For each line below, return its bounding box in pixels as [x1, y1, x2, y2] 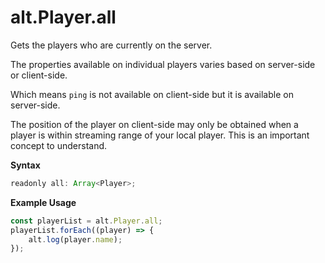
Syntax [10, 159, 41, 171]
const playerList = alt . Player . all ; [10, 216, 163, 226]
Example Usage [10, 196, 77, 208]
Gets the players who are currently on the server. [10, 39, 213, 51]
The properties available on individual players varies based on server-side [10, 58, 316, 70]
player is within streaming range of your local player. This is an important [10, 129, 310, 141]
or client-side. [10, 69, 68, 81]
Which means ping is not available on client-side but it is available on [10, 88, 294, 100]
